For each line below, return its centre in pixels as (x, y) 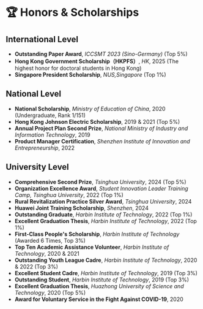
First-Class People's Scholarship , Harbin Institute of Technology (97, 234)
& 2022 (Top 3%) (36, 266)
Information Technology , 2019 (52, 135)
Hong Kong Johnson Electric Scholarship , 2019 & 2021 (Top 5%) (97, 121)
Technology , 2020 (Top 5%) (50, 292)
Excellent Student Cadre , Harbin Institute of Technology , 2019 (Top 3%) (106, 273)
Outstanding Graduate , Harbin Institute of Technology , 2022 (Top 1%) (103, 214)
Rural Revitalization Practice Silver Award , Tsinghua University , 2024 (103, 201)
